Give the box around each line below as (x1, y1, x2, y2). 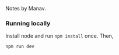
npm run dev (5, 43, 34, 50)
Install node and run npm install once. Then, (5, 32, 114, 39)
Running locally (5, 19, 51, 27)
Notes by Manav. (5, 5, 46, 12)
